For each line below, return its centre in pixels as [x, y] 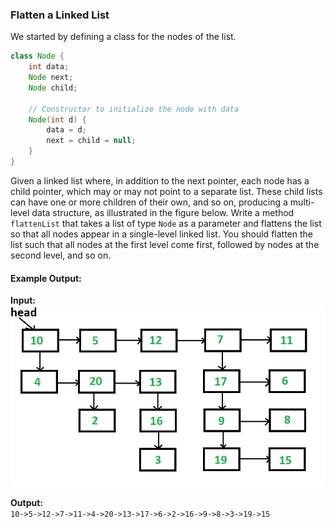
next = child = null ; [91, 141]
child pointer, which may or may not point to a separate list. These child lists [166, 191]
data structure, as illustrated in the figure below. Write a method [163, 212]
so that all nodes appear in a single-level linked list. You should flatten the [161, 234]
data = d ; [66, 130]
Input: [23, 300]
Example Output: [46, 278]
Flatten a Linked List [60, 15]
